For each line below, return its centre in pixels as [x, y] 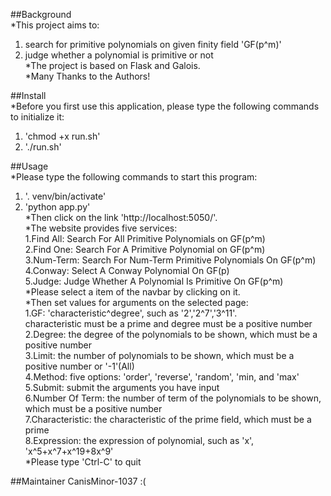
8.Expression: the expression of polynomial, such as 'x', [139, 440]
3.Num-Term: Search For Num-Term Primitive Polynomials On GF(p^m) [170, 260]
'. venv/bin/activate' [65, 196]
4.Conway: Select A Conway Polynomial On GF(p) [127, 270]
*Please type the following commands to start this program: [134, 177]
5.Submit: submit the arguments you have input [122, 387]
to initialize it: [37, 117]
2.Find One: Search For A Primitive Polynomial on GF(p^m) [145, 249]
